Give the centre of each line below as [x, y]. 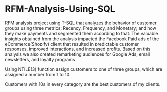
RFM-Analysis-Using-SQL [60, 9]
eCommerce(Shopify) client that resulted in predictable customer [72, 44]
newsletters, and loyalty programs [40, 59]
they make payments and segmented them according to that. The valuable [82, 33]
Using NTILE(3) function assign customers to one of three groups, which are [83, 69]
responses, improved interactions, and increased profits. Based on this [78, 49]
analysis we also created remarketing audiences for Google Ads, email [78, 54]
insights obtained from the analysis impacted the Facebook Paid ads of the [82, 39]
